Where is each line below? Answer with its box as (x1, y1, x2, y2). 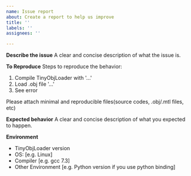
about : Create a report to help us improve (6, 14, 115, 20)
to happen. (6, 122, 32, 129)
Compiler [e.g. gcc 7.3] (14, 157, 71, 164)
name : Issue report (6, 8, 54, 15)
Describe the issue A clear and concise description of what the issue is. (6, 52, 181, 59)
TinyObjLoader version (14, 145, 71, 152)
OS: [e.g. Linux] (14, 151, 53, 158)
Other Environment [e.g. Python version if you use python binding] (14, 164, 176, 171)
